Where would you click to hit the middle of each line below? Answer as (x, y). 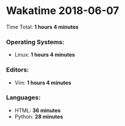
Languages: (23, 97)
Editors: (18, 70)
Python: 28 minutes (39, 116)
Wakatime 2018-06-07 (62, 11)
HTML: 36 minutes (38, 110)
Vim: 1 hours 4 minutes (43, 82)
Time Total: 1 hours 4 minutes (43, 27)
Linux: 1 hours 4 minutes (45, 55)
